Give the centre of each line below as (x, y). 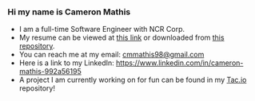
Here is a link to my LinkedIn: (67, 63)
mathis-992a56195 (50, 72)
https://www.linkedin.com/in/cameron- (180, 63)
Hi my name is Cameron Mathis (69, 12)
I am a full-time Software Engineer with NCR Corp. (102, 29)
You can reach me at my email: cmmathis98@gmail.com (112, 55)
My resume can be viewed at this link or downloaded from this (122, 37)
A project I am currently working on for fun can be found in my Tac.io (133, 80)
